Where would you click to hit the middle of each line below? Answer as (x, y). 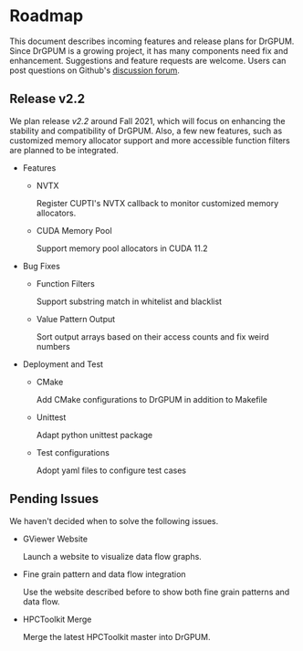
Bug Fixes (42, 266)
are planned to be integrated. (64, 150)
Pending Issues (54, 499)
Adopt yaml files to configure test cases (111, 470)
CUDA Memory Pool (74, 230)
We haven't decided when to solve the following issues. (114, 520)
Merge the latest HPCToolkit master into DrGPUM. (116, 636)
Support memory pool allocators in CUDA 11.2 (122, 248)
